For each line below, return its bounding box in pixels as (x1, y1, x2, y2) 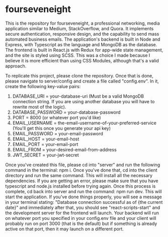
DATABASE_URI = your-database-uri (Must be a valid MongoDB (12, 93, 144, 99)
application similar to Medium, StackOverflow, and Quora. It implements (5, 25, 154, 31)
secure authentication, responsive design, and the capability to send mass (5, 31, 159, 37)
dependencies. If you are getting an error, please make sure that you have (5, 178, 158, 184)
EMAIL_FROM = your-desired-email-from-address (12, 146, 117, 152)
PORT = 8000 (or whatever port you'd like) (12, 114, 102, 120)
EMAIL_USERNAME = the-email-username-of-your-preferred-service (12, 120, 157, 126)
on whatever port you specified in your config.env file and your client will (5, 215, 156, 221)
